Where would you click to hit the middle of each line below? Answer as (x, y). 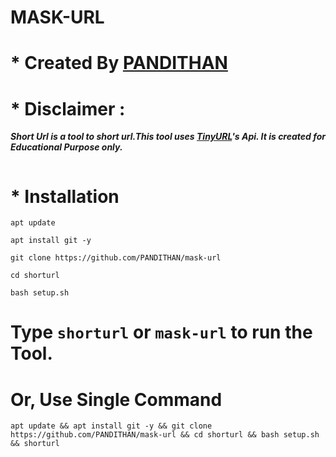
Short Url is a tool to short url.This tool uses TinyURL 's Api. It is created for (168, 137)
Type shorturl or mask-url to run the (161, 332)
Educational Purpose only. (66, 147)
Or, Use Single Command (116, 399)
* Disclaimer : (68, 108)
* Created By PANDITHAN (119, 63)
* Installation (65, 196)
